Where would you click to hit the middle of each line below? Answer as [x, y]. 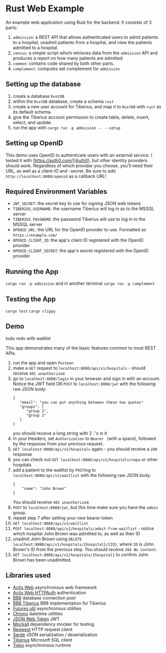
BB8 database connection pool [44, 598]
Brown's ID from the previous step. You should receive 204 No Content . [85, 549]
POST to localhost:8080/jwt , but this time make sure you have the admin [85, 507]
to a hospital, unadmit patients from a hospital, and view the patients [82, 42]
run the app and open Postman [43, 363]
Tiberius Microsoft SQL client [42, 640]
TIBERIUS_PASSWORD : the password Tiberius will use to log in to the [79, 219]
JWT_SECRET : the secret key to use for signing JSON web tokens [77, 204]
